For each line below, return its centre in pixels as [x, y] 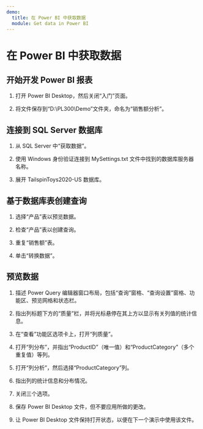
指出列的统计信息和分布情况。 [53, 381]
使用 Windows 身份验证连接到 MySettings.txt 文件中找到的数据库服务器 [105, 159]
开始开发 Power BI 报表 [50, 80]
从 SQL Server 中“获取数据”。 [52, 146]
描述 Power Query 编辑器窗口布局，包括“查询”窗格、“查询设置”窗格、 [102, 293]
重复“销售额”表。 [36, 243]
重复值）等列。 [34, 354]
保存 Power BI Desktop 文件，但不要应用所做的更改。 [82, 406]
